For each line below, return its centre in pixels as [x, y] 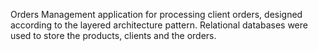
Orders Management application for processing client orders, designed [156, 14]
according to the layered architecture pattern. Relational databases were [159, 25]
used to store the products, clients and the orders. [113, 35]
